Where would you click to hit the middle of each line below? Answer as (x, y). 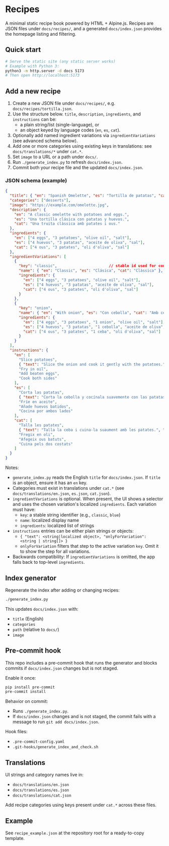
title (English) (28, 619)
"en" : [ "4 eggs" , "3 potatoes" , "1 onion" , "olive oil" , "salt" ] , (94, 322)
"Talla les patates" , (41, 425)
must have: (24, 509)
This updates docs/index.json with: (42, 609)
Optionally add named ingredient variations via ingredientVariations (84, 136)
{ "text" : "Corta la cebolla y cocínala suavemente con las (83, 397)
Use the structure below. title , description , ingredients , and (76, 114)
